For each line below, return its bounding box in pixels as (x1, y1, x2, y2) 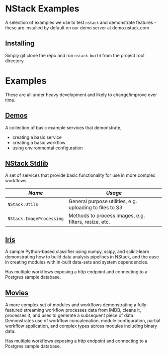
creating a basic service (12, 134, 62, 140)
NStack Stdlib (5, 159, 49, 167)
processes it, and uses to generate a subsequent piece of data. (5, 312, 135, 318)
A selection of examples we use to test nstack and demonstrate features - (5, 19, 157, 25)
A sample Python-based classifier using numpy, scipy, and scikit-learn (5, 248, 150, 254)
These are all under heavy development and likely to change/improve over (5, 92, 158, 98)
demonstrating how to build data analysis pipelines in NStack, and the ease (5, 254, 159, 260)
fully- (137, 302, 148, 308)
